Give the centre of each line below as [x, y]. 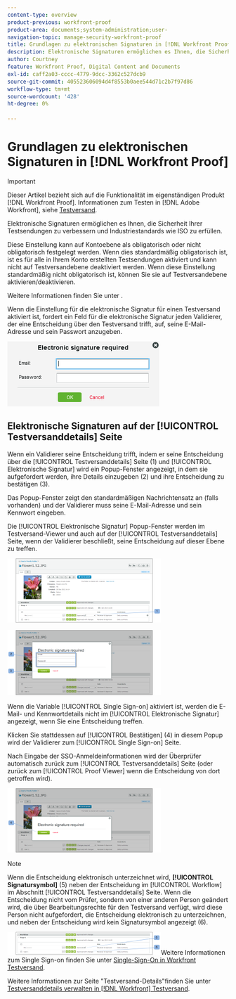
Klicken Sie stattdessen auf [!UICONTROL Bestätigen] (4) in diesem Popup [115, 735]
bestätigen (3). [29, 484]
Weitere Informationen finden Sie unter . [65, 295]
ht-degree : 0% [28, 104]
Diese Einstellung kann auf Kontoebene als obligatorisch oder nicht [104, 244]
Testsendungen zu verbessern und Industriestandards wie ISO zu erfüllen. [115, 231]
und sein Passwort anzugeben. [78, 331]
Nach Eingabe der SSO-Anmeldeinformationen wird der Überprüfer [104, 756]
